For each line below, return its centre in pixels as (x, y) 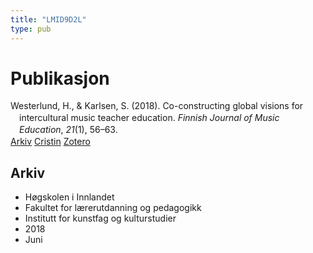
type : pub (31, 29)
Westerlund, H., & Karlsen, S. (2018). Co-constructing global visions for (157, 106)
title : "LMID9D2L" (48, 19)
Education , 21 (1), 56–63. (68, 130)
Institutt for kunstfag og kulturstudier (100, 218)
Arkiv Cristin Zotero (50, 142)
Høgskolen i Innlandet (69, 197)
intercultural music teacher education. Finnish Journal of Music (149, 118)
